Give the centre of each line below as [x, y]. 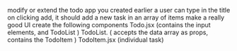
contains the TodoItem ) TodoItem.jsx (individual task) [86, 40]
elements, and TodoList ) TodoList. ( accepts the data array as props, [108, 32]
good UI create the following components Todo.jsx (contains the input [109, 25]
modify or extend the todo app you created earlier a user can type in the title [119, 10]
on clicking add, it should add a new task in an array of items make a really [116, 17]
